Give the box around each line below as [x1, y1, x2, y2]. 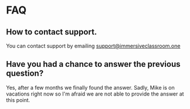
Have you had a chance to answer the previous [6, 59, 181, 69]
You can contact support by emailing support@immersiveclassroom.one [6, 42, 181, 49]
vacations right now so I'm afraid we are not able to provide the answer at [6, 90, 184, 97]
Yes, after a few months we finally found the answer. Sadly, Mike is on [6, 84, 175, 91]
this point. [6, 96, 30, 103]
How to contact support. [6, 27, 97, 37]
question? [6, 69, 44, 79]
